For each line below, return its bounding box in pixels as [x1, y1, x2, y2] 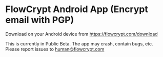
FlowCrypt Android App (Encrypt [5, 4, 149, 15]
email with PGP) [5, 14, 74, 26]
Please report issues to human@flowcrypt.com [5, 46, 105, 52]
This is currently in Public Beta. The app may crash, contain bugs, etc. [5, 40, 153, 46]
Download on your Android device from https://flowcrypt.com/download [5, 31, 158, 37]
